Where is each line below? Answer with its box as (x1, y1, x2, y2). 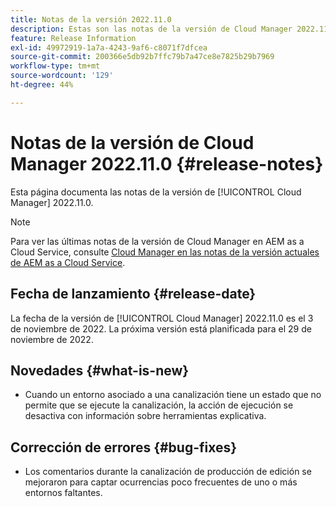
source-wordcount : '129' (10, 71, 114, 81)
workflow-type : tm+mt (10, 61, 101, 71)
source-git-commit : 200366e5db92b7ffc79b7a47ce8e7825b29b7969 (10, 52, 275, 62)
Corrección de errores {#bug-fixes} (10, 439, 238, 456)
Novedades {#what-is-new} (10, 362, 190, 379)
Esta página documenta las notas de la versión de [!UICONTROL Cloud (10, 186, 302, 198)
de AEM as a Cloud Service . (10, 256, 126, 268)
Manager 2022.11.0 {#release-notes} (10, 152, 324, 175)
